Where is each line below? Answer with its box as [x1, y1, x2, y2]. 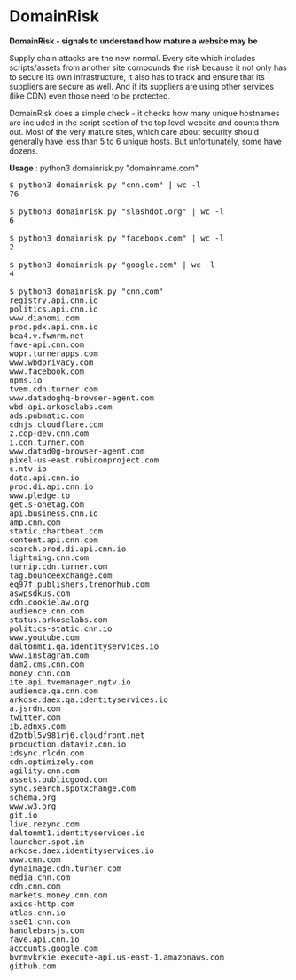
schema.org [9, 792, 57, 802]
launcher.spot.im [9, 836, 84, 847]
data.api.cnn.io [9, 472, 80, 483]
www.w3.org [9, 801, 57, 811]
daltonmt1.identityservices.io [9, 827, 145, 838]
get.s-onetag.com [9, 499, 84, 510]
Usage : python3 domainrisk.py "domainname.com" [9, 162, 199, 173]
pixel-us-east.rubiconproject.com [9, 454, 160, 465]
